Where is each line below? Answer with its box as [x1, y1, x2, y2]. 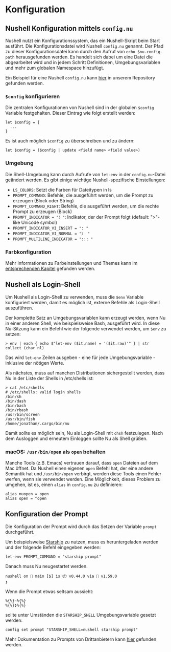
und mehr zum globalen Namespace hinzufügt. [5, 65, 105, 71]
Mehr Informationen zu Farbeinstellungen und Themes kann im [5, 260, 138, 266]
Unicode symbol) [21, 219, 58, 225]
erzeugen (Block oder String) [12, 197, 74, 203]
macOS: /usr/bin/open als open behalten [5, 448, 106, 455]
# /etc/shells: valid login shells [5, 389, 81, 395]
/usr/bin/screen [5, 412, 40, 417]
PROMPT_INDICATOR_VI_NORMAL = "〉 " [12, 231, 90, 236]
